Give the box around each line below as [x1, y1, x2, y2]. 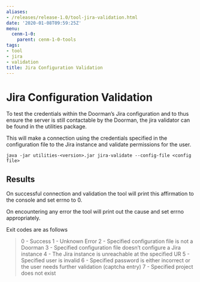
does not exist [20, 269, 56, 277]
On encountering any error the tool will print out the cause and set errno [6, 208, 184, 215]
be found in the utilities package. [6, 123, 87, 130]
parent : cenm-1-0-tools [17, 37, 77, 43]
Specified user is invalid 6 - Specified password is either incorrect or [20, 257, 190, 264]
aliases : [6, 8, 28, 15]
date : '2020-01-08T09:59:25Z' [6, 20, 82, 26]
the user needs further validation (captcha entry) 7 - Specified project [20, 263, 193, 271]
